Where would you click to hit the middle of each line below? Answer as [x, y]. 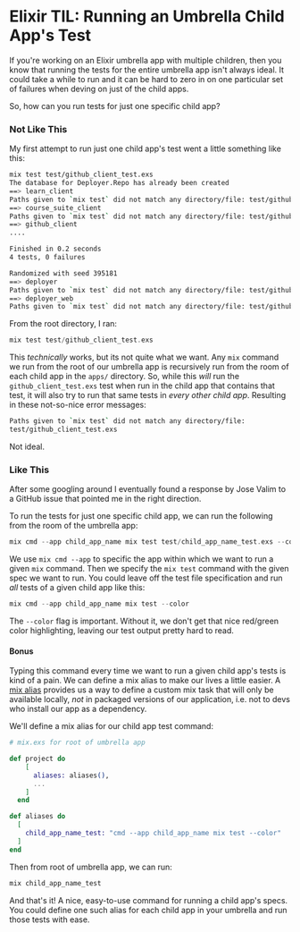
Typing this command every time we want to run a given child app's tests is [148, 671]
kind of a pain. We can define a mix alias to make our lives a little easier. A [145, 681]
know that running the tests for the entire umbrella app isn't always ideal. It [146, 70]
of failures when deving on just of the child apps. [99, 89]
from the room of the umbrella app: [74, 526]
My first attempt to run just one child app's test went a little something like [145, 148]
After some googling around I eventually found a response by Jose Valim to [148, 489]
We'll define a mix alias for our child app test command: [112, 726]
